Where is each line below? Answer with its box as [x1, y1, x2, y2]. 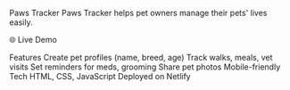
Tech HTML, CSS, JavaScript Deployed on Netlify [9, 71, 191, 81]
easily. [9, 17, 33, 28]
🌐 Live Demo [9, 35, 58, 45]
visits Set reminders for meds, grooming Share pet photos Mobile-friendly [9, 61, 281, 72]
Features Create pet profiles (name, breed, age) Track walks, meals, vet [9, 53, 273, 62]
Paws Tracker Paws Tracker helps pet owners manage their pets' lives [9, 8, 268, 18]
